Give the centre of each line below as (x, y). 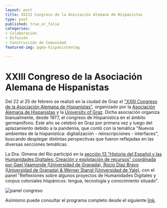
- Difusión (17, 38)
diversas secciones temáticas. (36, 144)
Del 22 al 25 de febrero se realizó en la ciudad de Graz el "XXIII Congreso (81, 101)
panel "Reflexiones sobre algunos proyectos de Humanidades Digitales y (81, 175)
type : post (17, 19)
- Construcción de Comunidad (36, 43)
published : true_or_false (32, 24)
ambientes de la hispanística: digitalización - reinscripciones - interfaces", (82, 133)
